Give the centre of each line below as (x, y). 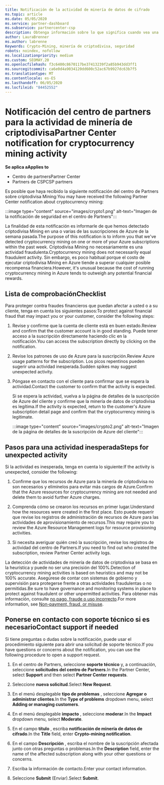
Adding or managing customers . (46, 704)
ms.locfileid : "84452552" (31, 87)
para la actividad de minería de (69, 122)
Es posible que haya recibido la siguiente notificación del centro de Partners (82, 191)
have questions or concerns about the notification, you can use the (73, 649)
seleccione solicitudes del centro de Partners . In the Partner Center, (81, 669)
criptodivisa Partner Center (61, 133)
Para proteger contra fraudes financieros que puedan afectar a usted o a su (82, 306)
